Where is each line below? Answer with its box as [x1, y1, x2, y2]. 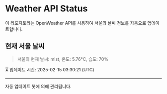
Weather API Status [5, 3, 88, 14]
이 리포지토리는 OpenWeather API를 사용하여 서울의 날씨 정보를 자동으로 [5, 20, 147, 26]
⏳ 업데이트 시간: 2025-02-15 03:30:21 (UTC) [5, 66, 94, 72]
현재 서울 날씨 [5, 42, 45, 50]
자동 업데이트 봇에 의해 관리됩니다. [5, 83, 72, 89]
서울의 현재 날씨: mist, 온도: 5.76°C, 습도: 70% [17, 56, 108, 62]
